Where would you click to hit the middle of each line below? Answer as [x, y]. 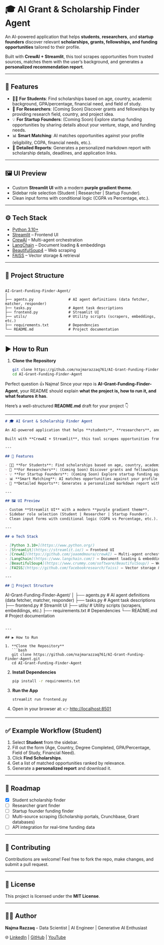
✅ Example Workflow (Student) [53, 730]
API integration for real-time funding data [53, 827]
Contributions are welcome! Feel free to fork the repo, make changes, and [79, 859]
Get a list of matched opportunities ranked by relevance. [69, 763]
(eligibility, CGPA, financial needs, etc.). [52, 143]
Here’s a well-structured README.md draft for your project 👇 [67, 406]
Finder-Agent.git [23, 659]
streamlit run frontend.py [40, 699]
